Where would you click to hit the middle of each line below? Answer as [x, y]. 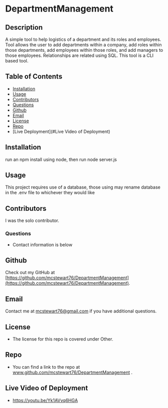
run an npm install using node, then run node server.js [61, 159]
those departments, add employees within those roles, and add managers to [84, 50]
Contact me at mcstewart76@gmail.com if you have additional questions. [81, 311]
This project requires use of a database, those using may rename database [83, 187]
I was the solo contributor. [32, 221]
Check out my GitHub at [30, 273]
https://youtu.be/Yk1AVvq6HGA [45, 400]
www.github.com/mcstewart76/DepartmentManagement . [72, 372]
